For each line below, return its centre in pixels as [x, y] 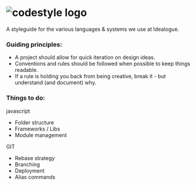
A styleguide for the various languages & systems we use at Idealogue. [93, 29]
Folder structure [34, 122]
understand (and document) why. [55, 82]
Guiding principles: [34, 44]
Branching [27, 164]
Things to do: [26, 98]
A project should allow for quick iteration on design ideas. [85, 58]
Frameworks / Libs [37, 129]
